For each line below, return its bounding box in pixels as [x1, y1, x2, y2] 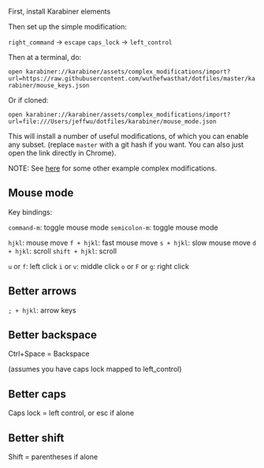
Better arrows [8, 284, 77, 298]
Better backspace [8, 328, 97, 342]
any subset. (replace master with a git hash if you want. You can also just [8, 140, 244, 149]
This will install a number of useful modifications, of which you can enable [8, 132, 249, 140]
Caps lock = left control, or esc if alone [8, 408, 135, 417]
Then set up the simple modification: [8, 22, 128, 31]
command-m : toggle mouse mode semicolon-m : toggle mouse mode [8, 223, 218, 232]
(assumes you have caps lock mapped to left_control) [8, 365, 183, 374]
